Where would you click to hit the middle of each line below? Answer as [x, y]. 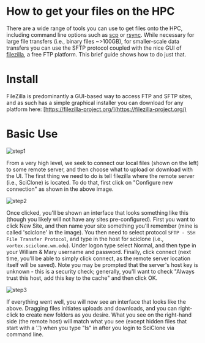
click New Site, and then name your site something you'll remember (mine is [102, 226]
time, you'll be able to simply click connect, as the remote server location [99, 258]
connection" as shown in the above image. [60, 189]
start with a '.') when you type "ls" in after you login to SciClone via [90, 328]
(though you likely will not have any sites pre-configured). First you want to [101, 219]
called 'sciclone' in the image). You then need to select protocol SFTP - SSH [101, 232]
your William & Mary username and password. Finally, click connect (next [99, 252]
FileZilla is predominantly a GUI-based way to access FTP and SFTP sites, [99, 96]
